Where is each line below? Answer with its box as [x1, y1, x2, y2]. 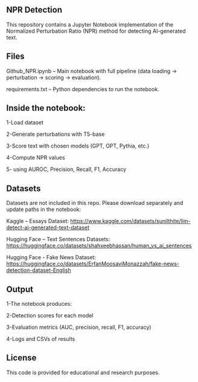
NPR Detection [6, 5, 62, 15]
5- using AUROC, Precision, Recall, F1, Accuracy [6, 166, 127, 173]
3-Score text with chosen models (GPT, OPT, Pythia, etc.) [6, 142, 150, 150]
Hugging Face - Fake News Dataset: [6, 254, 97, 261]
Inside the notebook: [6, 103, 86, 114]
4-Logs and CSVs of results [6, 335, 75, 343]
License [6, 353, 37, 363]
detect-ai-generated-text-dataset [6, 224, 89, 231]
